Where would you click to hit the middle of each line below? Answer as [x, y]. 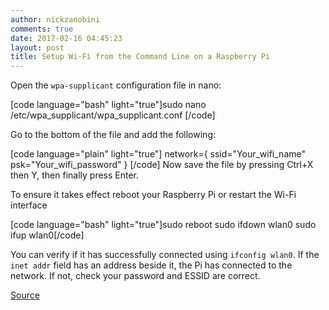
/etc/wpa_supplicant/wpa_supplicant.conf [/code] [113, 115]
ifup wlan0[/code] [47, 235]
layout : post [37, 47]
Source [25, 295]
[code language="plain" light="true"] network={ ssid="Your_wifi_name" [158, 154]
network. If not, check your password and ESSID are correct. [135, 276]
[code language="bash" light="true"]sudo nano [108, 105]
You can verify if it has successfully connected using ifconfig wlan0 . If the [165, 255]
